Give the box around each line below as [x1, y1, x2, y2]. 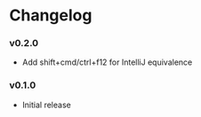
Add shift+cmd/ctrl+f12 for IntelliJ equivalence [21, 57, 193, 67]
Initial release [21, 99, 71, 110]
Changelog [9, 5, 92, 26]
